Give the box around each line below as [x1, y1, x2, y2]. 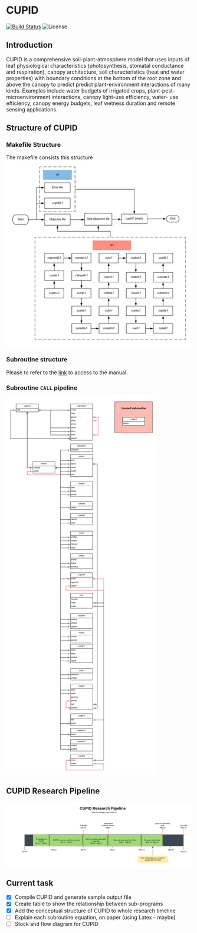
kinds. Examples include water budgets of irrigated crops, [6, 87, 147, 94]
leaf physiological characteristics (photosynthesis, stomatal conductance [6, 62, 184, 69]
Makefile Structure [6, 141, 61, 149]
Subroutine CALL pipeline [6, 384, 78, 392]
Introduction [6, 40, 53, 50]
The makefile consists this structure [6, 154, 93, 161]
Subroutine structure [6, 355, 68, 364]
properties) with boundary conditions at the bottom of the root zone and [6, 74, 182, 81]
